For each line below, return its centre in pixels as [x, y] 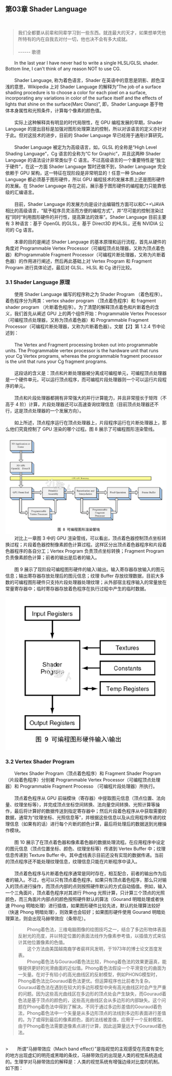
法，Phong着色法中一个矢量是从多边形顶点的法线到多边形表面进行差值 [92, 1013]
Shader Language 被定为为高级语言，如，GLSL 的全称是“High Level [85, 147]
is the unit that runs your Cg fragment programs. [56, 361]
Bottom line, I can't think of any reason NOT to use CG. [63, 68]
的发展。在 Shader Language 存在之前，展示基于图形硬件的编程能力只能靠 [84, 186]
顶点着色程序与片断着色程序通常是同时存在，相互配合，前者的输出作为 [88, 874]
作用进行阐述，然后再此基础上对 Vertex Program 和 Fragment [87, 261]
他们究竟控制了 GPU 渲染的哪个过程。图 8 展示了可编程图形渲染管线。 [83, 429]
